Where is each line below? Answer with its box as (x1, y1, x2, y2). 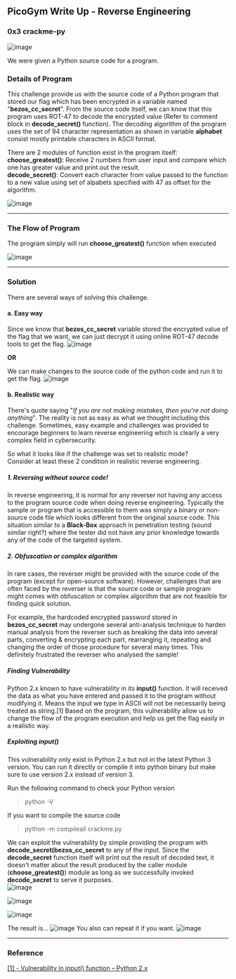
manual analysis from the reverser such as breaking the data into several (7, 628, 218, 636)
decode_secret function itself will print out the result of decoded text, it (7, 853, 214, 862)
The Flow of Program (7, 223, 80, 233)
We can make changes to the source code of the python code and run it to (7, 367, 223, 375)
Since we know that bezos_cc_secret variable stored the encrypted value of (7, 325, 228, 333)
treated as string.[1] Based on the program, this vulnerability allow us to (7, 706, 214, 715)
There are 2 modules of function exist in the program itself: (7, 148, 178, 157)
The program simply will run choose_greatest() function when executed (7, 239, 216, 248)
